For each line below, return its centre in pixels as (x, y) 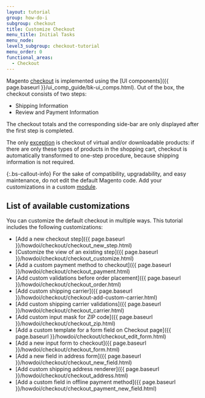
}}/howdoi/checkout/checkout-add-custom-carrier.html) (86, 298)
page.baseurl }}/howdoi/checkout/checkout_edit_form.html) (91, 337)
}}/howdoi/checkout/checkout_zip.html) (65, 324)
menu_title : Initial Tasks (41, 35)
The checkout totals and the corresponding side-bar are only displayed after (102, 124)
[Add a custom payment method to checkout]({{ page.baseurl (93, 265)
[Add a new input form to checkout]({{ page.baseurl (81, 343)
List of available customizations (68, 206)
